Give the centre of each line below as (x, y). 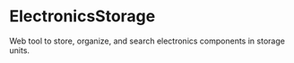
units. (19, 50)
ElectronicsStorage (82, 16)
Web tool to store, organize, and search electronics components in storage (147, 41)
